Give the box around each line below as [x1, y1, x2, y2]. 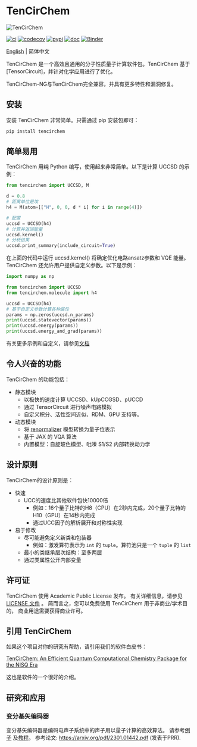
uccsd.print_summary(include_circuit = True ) [6, 243, 116, 249]
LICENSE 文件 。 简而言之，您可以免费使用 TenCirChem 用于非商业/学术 [6, 599, 183, 607]
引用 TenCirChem [6, 626, 71, 636]
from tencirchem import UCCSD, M [6, 183, 89, 189]
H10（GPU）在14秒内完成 [32, 511, 95, 518]
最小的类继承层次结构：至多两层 [23, 549, 102, 556]
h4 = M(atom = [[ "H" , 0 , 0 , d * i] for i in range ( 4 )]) [6, 204, 143, 211]
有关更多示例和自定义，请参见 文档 [6, 340, 90, 347]
